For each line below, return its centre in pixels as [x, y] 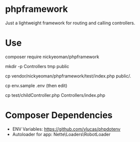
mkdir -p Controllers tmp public [37, 66]
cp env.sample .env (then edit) [36, 85]
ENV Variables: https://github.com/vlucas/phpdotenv [66, 129]
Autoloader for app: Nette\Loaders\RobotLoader [61, 134]
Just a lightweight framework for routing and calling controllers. [70, 23]
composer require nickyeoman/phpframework [52, 57]
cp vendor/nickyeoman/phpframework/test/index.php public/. [68, 76]
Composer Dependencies [59, 115]
